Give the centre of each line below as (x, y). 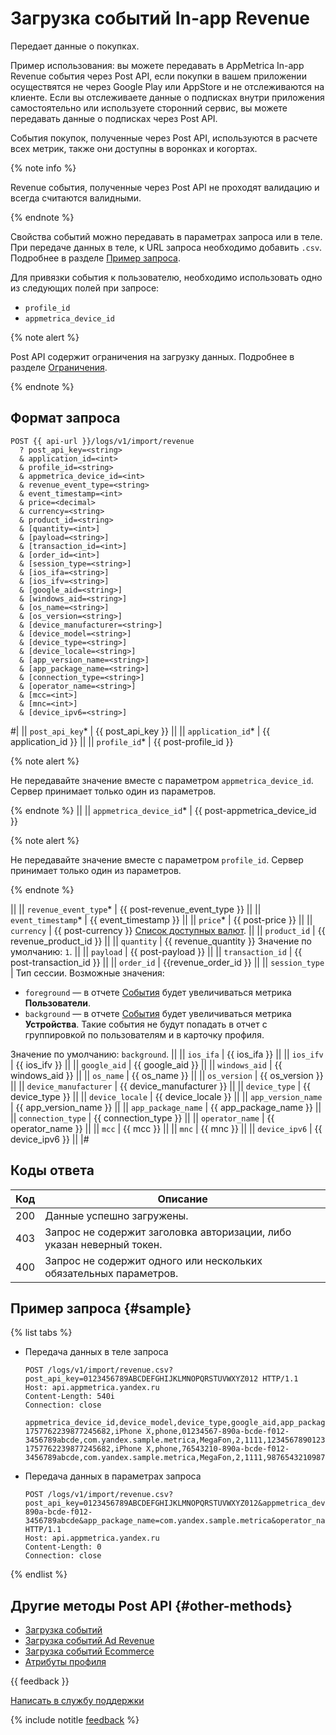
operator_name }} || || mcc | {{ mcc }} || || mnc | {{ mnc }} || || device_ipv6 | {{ (166, 1128)
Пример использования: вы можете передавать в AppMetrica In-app (157, 65)
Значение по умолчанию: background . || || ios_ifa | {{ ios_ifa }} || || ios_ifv (167, 1054)
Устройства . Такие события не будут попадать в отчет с (146, 1024)
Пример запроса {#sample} (101, 1308)
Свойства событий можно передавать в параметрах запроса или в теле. (166, 236)
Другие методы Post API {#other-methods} (151, 1605)
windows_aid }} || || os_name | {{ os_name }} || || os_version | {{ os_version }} (167, 1075)
